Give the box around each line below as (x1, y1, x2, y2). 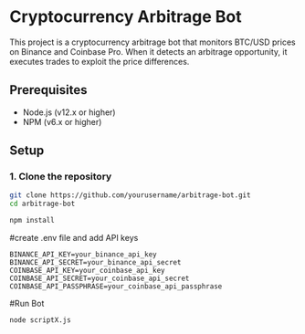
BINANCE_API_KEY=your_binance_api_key (9, 250, 157, 259)
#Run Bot (9, 298, 45, 309)
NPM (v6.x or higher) (22, 116, 102, 127)
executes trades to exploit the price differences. (9, 56, 190, 67)
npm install (9, 216, 55, 225)
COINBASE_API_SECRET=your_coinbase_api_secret (9, 274, 190, 284)
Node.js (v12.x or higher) (22, 107, 116, 118)
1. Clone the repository (9, 171, 112, 183)
